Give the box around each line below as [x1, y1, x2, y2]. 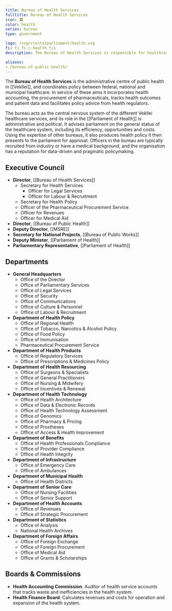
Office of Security [20, 293, 58, 299]
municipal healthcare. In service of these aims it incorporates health [5, 89, 149, 96]
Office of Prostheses [20, 424, 64, 430]
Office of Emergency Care [20, 462, 76, 468]
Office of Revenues [20, 506, 61, 512]
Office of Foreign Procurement [20, 544, 85, 550]
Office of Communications [20, 299, 76, 304]
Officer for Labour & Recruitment [28, 193, 97, 199]
